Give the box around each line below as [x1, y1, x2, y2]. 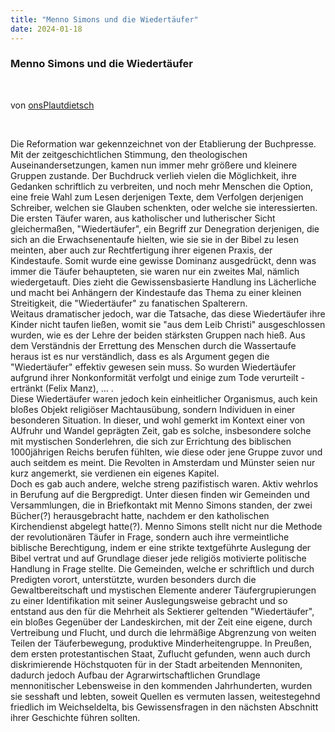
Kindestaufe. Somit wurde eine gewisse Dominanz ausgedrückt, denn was [10, 254, 317, 266]
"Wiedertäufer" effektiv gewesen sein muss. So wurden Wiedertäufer [10, 361, 297, 373]
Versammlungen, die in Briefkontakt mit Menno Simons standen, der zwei [10, 499, 313, 511]
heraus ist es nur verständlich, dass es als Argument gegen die [10, 350, 270, 362]
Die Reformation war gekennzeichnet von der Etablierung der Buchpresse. [10, 137, 317, 150]
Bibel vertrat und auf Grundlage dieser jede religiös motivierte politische [10, 552, 307, 564]
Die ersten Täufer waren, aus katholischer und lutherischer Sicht [10, 212, 276, 224]
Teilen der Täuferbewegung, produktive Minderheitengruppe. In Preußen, [10, 637, 313, 649]
